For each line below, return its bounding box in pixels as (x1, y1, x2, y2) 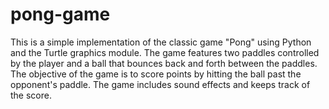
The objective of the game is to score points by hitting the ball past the (10, 68, 302, 80)
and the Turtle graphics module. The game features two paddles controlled (10, 46, 320, 58)
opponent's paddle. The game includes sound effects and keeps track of (10, 78, 311, 90)
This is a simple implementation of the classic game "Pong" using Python (10, 36, 312, 48)
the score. (10, 89, 52, 101)
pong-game (10, 3, 111, 26)
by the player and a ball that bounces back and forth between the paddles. (10, 57, 318, 69)
